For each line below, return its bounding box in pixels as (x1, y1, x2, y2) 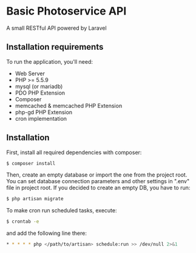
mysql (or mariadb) (15, 83, 63, 90)
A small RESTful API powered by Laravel (6, 24, 107, 32)
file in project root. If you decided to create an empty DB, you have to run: (6, 184, 191, 192)
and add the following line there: (6, 229, 87, 237)
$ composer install (6, 160, 56, 166)
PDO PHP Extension (15, 89, 66, 96)
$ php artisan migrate (6, 196, 64, 202)
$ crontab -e (6, 218, 39, 225)
